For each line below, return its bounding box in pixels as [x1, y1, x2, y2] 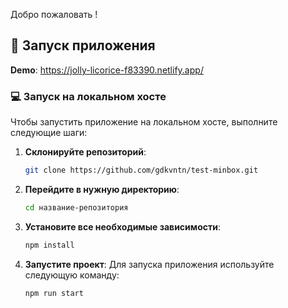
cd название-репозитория [24, 202, 129, 213]
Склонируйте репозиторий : [24, 146, 147, 158]
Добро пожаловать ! [10, 9, 98, 20]
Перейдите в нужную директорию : [24, 183, 180, 195]
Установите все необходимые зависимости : [24, 220, 221, 233]
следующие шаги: [10, 127, 88, 139]
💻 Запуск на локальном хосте [10, 89, 167, 103]
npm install [24, 240, 75, 250]
